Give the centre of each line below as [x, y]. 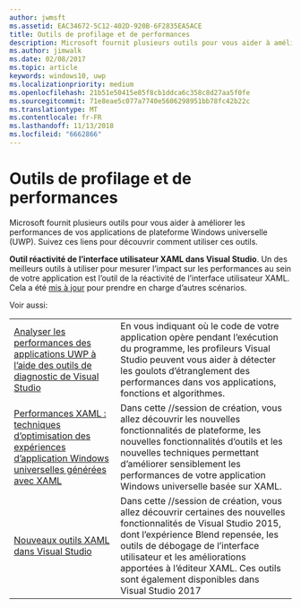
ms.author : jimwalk [46, 51]
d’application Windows [61, 458]
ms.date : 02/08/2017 [48, 59]
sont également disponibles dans [190, 579]
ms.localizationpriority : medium [72, 84]
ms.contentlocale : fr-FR [56, 117]
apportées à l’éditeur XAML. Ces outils [201, 568]
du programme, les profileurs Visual [195, 348]
